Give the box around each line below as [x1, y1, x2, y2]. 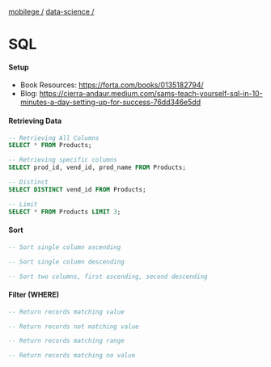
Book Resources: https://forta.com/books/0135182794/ [19, 80, 204, 90]
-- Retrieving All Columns [8, 133, 100, 142]
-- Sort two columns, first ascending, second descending [8, 272, 208, 281]
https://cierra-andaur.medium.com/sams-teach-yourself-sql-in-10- [39, 89, 263, 99]
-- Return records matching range [8, 337, 125, 345]
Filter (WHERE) [8, 290, 60, 300]
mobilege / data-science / [8, 7, 95, 16]
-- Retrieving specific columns [8, 156, 117, 164]
